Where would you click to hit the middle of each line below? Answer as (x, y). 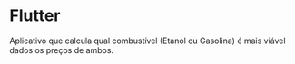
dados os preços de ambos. (62, 50)
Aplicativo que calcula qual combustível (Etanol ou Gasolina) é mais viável (147, 41)
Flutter (35, 16)
